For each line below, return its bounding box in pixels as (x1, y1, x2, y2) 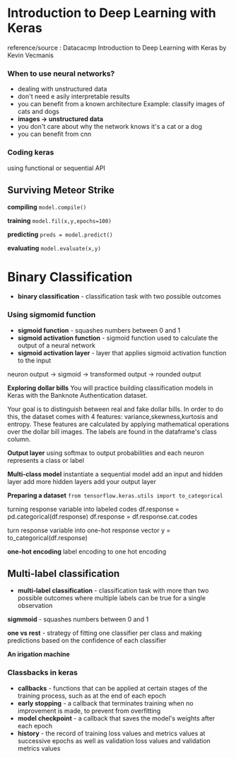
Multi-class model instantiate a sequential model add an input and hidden (7, 469, 223, 478)
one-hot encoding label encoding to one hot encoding (7, 547, 167, 556)
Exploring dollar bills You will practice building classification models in (7, 384, 213, 392)
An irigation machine (7, 650, 71, 659)
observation (17, 602, 53, 610)
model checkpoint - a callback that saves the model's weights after (17, 713, 216, 723)
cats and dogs (17, 108, 60, 116)
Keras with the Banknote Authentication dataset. (7, 391, 148, 399)
